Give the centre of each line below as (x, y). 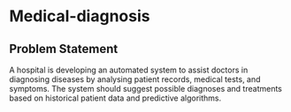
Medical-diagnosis (80, 16)
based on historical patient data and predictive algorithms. (115, 98)
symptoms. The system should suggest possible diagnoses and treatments (146, 89)
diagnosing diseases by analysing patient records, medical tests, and (135, 79)
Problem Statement (64, 49)
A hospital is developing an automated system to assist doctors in (129, 70)
